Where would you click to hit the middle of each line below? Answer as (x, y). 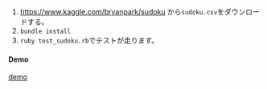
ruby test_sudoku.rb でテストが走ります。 (89, 40)
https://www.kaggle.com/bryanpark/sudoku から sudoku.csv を (122, 12)
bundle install (45, 31)
